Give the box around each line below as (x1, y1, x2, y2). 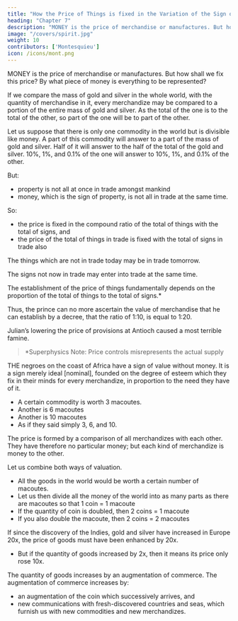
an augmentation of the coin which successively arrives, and (17, 592, 195, 600)
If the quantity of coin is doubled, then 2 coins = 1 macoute (17, 507, 190, 515)
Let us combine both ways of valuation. (7, 463, 123, 471)
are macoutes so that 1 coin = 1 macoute (17, 499, 136, 507)
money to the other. (7, 449, 65, 458)
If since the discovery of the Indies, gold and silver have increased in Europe (7, 528, 231, 537)
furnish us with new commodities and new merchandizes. (17, 607, 186, 615)
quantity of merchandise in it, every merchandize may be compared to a (7, 98, 218, 106)
